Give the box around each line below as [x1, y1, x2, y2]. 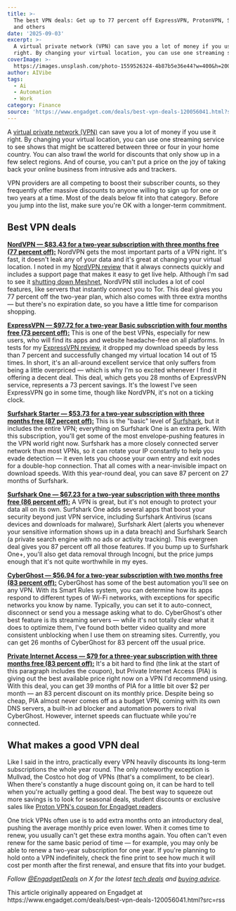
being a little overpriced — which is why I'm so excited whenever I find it [7, 366, 217, 374]
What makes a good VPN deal [7, 739, 140, 751]
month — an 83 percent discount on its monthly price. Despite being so [7, 689, 214, 697]
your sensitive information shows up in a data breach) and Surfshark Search [7, 527, 228, 536]
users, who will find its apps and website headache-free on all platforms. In [7, 335, 225, 344]
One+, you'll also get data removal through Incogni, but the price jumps [7, 550, 214, 558]
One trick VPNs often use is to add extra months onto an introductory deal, [7, 816, 223, 825]
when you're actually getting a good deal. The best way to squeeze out [7, 788, 213, 796]
